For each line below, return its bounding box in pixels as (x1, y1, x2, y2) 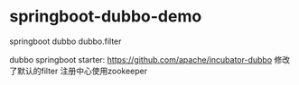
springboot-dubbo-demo (9, 6, 202, 27)
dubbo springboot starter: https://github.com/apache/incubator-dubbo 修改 (9, 54, 291, 64)
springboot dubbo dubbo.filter (9, 36, 122, 47)
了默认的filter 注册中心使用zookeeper (9, 65, 147, 76)
